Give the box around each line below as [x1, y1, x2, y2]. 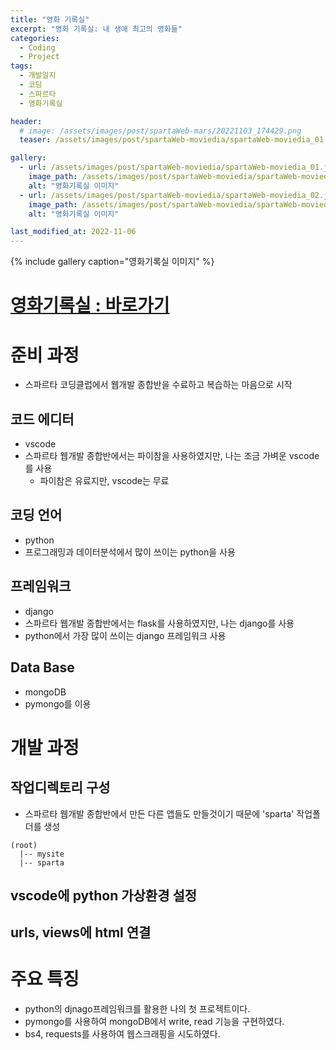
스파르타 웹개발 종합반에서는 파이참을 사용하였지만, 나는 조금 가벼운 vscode [24, 450, 320, 462]
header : [10, 116, 43, 126]
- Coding [19, 42, 56, 53]
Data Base [10, 659, 75, 676]
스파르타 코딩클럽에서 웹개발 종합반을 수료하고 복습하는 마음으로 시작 [24, 379, 293, 391]
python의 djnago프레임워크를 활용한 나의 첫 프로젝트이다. [24, 1003, 251, 1015]
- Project [19, 52, 60, 62]
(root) [10, 840, 38, 850]
